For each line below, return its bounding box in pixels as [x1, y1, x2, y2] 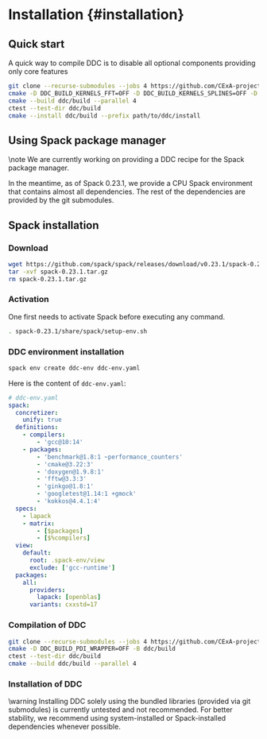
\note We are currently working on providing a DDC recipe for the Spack [8, 155, 245, 164]
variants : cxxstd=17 [29, 601, 98, 609]
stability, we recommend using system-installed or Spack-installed [8, 714, 226, 723]
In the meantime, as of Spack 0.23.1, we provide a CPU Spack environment [8, 179, 253, 188]
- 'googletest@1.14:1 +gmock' [37, 490, 137, 498]
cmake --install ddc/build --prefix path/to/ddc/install [8, 111, 201, 120]
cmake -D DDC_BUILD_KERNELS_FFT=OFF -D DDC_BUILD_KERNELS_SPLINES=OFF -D [8, 89, 258, 97]
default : [22, 549, 52, 557]
